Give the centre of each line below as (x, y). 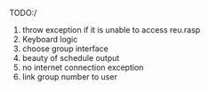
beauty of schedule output (71, 58)
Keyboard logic (50, 39)
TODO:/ (23, 13)
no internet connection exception (83, 67)
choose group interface (65, 49)
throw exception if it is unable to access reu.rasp (111, 30)
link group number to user (69, 77)
